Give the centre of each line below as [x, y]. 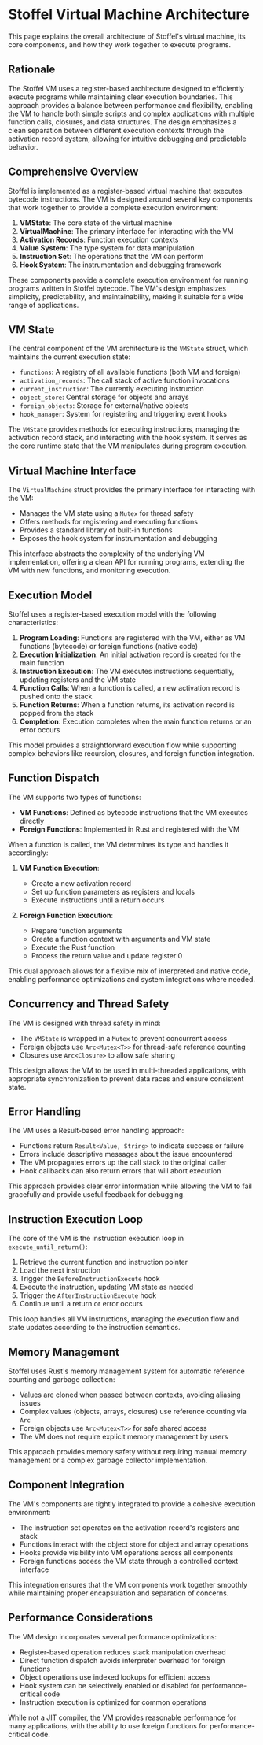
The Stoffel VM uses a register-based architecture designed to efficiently [126, 88]
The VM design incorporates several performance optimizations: [113, 1636]
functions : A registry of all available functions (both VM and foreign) [130, 372]
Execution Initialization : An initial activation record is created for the [130, 654]
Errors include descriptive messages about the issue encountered [126, 1154]
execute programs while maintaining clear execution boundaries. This [121, 97]
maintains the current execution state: [69, 357]
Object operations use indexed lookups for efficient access [115, 1677]
